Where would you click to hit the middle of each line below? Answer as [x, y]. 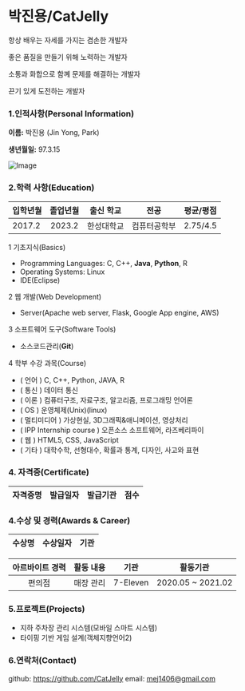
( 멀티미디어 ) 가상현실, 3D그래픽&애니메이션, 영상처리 [104, 419]
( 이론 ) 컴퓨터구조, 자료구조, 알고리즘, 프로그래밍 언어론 [106, 399]
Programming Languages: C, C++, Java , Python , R [103, 263]
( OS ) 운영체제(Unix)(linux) [63, 410]
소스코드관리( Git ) [47, 346]
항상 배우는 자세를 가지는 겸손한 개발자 [68, 40]
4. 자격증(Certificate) [49, 472]
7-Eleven [131, 582]
